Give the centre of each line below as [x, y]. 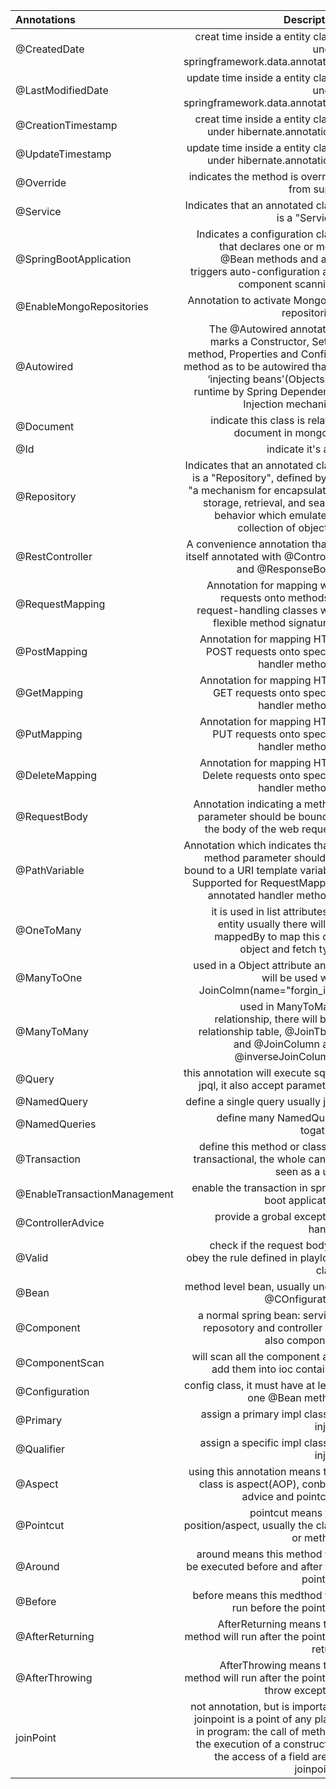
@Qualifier [40, 1449]
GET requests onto [256, 692]
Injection [263, 404]
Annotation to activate [239, 300]
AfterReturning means [269, 1624]
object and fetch [278, 949]
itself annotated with [233, 556]
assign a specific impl [250, 1442]
